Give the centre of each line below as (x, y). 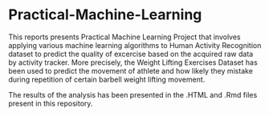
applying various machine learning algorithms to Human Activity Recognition (135, 45)
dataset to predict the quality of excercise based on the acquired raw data (131, 54)
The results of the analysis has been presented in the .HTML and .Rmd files (133, 94)
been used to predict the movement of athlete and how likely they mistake (130, 70)
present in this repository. (51, 103)
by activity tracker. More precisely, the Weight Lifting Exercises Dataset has (133, 62)
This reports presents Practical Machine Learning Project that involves (124, 37)
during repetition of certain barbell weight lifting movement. (107, 79)
